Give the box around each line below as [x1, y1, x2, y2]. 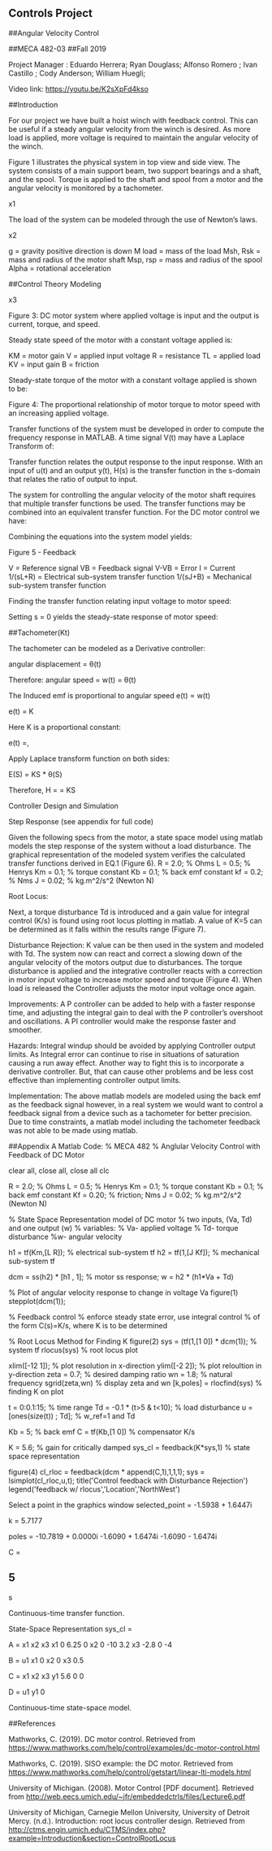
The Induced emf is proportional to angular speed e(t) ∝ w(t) [8, 690, 211, 700]
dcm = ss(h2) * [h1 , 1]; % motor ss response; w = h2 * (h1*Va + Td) [8, 1271, 234, 1281]
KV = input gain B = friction [8, 359, 100, 369]
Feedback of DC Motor [8, 1149, 85, 1159]
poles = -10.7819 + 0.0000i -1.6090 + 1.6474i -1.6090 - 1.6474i [8, 1532, 218, 1541]
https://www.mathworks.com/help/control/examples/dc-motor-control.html [8, 1743, 260, 1753]
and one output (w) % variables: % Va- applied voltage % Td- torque [8, 1223, 239, 1232]
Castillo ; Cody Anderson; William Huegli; [8, 68, 146, 78]
